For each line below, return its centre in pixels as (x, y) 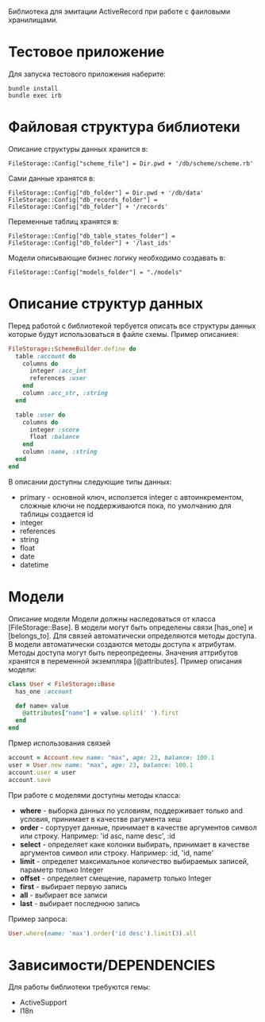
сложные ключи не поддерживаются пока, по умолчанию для (125, 505)
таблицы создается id (56, 514)
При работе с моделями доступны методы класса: (94, 795)
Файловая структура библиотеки (124, 127)
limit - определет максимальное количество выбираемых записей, (134, 861)
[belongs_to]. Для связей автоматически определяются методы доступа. (132, 636)
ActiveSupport (43, 1003)
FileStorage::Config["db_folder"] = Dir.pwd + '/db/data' (106, 193)
